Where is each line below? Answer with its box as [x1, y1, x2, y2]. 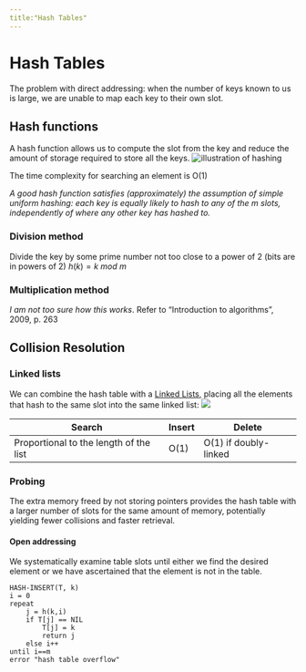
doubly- [233, 436, 270, 449]
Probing [9, 475, 46, 488]
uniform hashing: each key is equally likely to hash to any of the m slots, [9, 198, 281, 209]
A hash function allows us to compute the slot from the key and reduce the [9, 143, 290, 154]
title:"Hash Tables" [9, 13, 88, 23]
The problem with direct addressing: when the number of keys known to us [9, 83, 291, 94]
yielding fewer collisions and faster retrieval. [9, 514, 176, 525]
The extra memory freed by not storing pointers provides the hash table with [9, 495, 297, 506]
